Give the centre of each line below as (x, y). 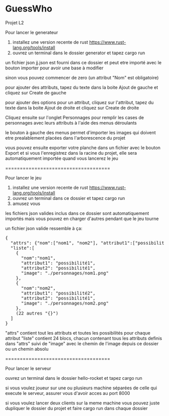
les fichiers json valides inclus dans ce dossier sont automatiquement (77, 213)
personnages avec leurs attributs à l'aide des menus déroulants (71, 123)
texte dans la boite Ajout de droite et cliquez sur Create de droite (72, 108)
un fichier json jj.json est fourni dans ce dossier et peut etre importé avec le (83, 62)
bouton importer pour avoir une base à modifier (55, 68)
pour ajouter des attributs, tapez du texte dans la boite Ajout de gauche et (82, 87)
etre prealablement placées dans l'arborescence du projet (65, 138)
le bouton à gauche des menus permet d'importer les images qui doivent (80, 132)
